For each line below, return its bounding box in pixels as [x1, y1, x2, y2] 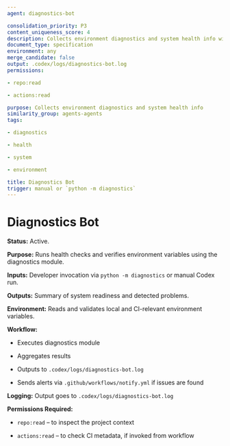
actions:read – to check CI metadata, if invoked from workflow [16, 432, 194, 440]
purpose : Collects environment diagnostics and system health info [7, 104, 204, 111]
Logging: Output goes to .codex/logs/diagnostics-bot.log [7, 392, 174, 400]
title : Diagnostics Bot [7, 179, 75, 186]
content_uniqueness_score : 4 [7, 29, 90, 36]
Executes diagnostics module [16, 338, 101, 347]
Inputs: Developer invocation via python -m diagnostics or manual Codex [7, 271, 215, 280]
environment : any [7, 48, 57, 55]
